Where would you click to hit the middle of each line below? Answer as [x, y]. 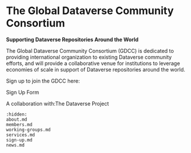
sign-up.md [19, 140]
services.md [20, 135]
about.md [17, 119]
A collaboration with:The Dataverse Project [58, 103]
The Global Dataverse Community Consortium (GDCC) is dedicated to [90, 50]
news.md [15, 145]
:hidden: [17, 114]
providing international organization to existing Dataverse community [89, 57]
